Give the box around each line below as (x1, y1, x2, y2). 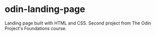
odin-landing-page (5, 3, 86, 15)
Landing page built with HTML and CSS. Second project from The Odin (5, 20, 151, 26)
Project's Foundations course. (5, 25, 67, 31)
